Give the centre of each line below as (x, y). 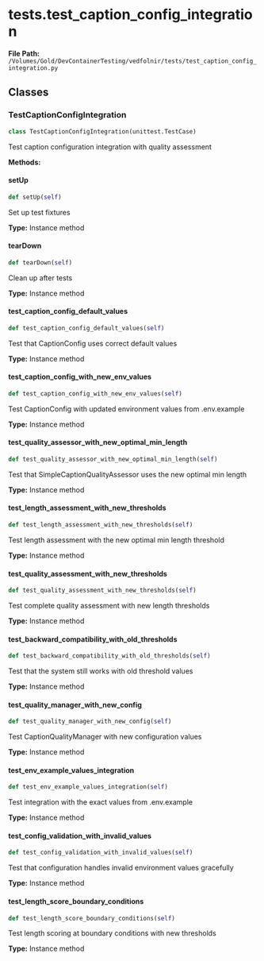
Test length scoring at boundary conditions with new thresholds (112, 933)
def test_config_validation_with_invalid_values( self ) (101, 853)
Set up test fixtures (39, 212)
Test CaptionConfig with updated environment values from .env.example (126, 409)
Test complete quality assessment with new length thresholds (109, 606)
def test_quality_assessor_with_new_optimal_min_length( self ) (113, 459)
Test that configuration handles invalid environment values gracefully (121, 868)
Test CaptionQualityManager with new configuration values (105, 737)
